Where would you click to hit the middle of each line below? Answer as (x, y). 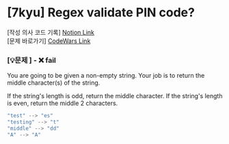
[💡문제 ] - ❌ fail (32, 60)
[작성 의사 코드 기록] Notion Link (51, 32)
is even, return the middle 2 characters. (63, 103)
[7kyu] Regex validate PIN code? (101, 13)
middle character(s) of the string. (54, 83)
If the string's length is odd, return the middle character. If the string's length (115, 96)
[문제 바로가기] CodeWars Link (49, 41)
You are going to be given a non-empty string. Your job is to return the (106, 76)
